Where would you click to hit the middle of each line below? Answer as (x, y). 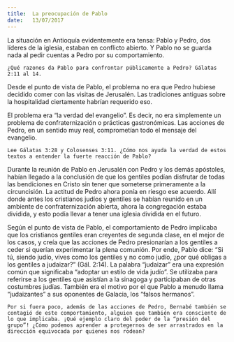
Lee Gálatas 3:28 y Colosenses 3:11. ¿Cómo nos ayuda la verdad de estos (117, 150)
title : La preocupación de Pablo (58, 14)
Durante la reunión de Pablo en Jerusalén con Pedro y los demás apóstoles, (116, 169)
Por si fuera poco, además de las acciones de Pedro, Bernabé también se (117, 307)
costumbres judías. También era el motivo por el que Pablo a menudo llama (115, 286)
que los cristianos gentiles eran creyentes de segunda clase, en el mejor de (116, 235)
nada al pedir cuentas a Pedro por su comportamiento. (86, 55)
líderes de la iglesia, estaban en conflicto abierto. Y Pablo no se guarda (109, 47)
